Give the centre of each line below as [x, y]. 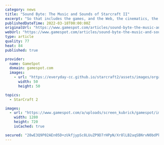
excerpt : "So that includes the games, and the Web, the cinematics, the [82, 18]
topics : [13, 95]
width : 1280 [26, 117]
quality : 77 [17, 41]
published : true [21, 50]
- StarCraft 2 [24, 100]
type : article [20, 37]
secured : [14, 135]
